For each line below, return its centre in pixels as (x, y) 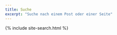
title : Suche (18, 9)
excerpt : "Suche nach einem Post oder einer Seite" (59, 14)
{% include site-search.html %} (37, 28)
